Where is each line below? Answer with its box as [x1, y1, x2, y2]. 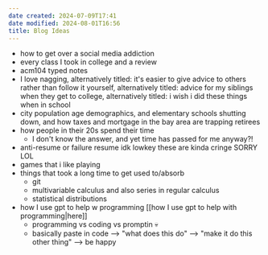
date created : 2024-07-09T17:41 [8, 11, 117, 20]
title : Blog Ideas [8, 27, 70, 35]
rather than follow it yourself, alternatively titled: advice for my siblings [19, 83, 254, 93]
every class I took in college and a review [19, 57, 157, 67]
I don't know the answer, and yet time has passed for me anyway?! [31, 134, 254, 144]
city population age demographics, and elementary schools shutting [19, 109, 247, 118]
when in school [19, 100, 71, 109]
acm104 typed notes [19, 66, 89, 76]
